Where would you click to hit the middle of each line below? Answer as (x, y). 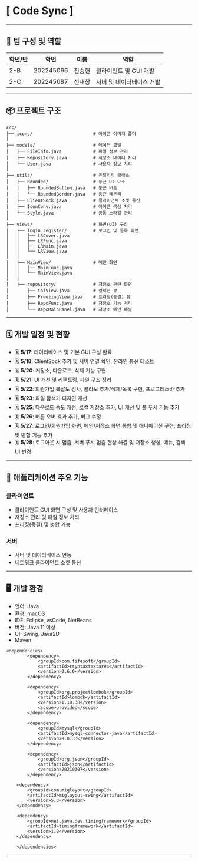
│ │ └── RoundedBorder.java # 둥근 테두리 (64, 194)
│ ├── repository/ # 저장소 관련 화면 (69, 284)
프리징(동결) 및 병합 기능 (42, 524)
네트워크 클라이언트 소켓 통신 (48, 563)
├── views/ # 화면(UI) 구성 (67, 224)
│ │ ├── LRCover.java (38, 236)
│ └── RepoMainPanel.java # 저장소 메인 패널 (69, 309)
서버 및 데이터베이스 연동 (43, 555)
